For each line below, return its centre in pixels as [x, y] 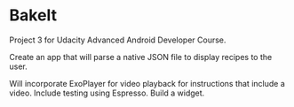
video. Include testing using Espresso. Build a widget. [107, 93]
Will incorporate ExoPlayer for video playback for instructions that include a [147, 83]
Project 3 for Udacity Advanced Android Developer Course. [118, 40]
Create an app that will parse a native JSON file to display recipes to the [141, 57]
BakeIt [33, 15]
